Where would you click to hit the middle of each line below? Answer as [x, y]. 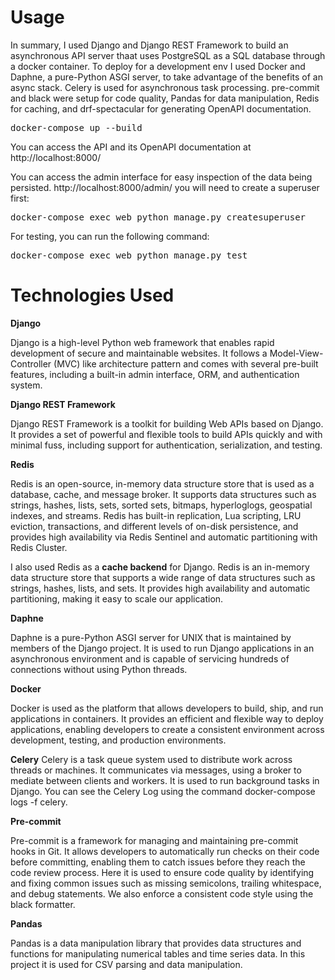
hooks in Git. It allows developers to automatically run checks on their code [165, 851]
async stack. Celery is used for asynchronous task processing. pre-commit [165, 87]
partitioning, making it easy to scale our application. [117, 598]
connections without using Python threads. [99, 669]
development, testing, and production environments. [118, 740]
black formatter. [43, 904]
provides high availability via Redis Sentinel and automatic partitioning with [164, 537]
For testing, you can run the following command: [110, 236]
